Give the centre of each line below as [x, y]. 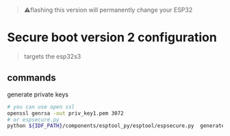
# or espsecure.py [33, 120]
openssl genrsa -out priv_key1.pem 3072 [66, 113]
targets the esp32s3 [52, 56]
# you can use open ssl [41, 107]
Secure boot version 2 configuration [112, 38]
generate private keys [38, 94]
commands [31, 78]
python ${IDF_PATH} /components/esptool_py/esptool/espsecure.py [101, 126]
